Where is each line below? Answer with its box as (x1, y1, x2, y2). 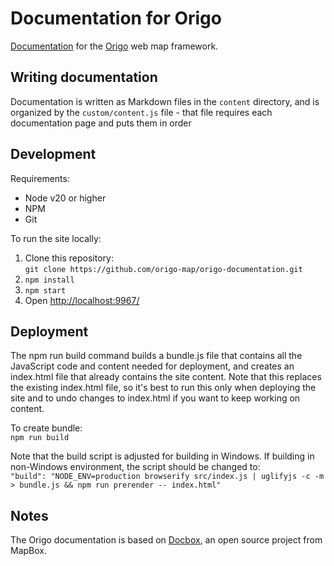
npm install (24, 275, 75, 285)
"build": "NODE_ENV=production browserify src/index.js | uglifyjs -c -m (10, 472, 325, 482)
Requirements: (10, 172, 70, 184)
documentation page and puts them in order (10, 117, 192, 129)
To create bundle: (10, 422, 83, 434)
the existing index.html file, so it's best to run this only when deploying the (10, 382, 317, 394)
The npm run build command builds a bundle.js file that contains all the (10, 350, 303, 362)
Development (10, 146, 97, 163)
